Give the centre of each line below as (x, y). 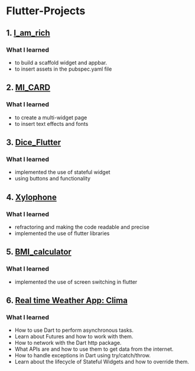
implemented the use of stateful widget (62, 172)
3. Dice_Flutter (33, 142)
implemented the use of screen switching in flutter (76, 282)
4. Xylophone (32, 197)
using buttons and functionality (52, 179)
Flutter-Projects (46, 11)
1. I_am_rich (28, 33)
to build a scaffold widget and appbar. (61, 62)
